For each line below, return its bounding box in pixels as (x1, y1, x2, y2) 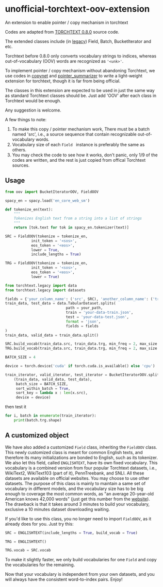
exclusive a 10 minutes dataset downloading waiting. (5, 506, 110, 512)
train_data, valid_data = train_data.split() (5, 333, 98, 338)
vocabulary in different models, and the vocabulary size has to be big (5, 486, 144, 492)
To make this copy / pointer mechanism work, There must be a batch (12, 126, 150, 132)
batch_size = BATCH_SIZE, (16, 381, 68, 386)
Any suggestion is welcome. (5, 107, 62, 113)
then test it (5, 404, 27, 410)
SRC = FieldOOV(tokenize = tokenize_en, (5, 234, 88, 239)
